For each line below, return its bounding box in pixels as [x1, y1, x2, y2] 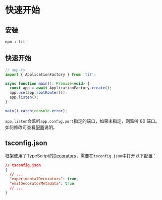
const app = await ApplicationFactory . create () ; [9, 85, 112, 91]
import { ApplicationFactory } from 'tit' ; [5, 72, 97, 77]
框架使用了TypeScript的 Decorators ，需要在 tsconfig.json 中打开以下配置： [5, 152, 158, 159]
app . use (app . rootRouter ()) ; [9, 90, 68, 95]
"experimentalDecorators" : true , [9, 177, 79, 182]
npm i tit [5, 39, 26, 44]
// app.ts [5, 67, 26, 72]
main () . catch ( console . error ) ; [5, 108, 68, 113]
